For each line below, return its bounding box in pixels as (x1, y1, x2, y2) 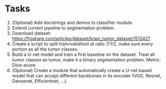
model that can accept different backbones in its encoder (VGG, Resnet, (12, 72, 161, 78)
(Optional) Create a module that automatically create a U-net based (12, 67, 152, 73)
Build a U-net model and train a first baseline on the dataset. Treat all (12, 51, 155, 57)
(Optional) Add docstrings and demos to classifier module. (12, 19, 134, 25)
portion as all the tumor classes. (12, 46, 78, 52)
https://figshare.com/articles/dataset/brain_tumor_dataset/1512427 (12, 35, 150, 41)
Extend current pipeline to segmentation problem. (12, 24, 115, 30)
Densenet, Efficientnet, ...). (12, 78, 68, 84)
